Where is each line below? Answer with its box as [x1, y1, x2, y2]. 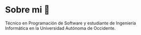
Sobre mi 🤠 [5, 4, 50, 15]
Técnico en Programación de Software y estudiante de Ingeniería [5, 20, 136, 26]
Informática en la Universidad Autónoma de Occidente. [5, 25, 116, 31]
